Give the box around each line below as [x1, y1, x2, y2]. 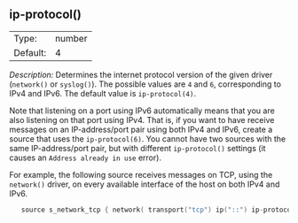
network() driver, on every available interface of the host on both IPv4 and [9, 179, 280, 189]
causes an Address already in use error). [9, 152, 162, 163]
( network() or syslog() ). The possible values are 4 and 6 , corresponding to [9, 79, 282, 89]
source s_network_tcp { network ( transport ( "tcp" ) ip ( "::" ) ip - [20, 205, 264, 214]
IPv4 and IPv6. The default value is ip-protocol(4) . [9, 88, 197, 98]
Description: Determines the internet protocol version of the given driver [9, 69, 273, 80]
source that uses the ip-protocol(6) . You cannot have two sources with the [9, 133, 286, 144]
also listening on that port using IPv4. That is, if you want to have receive [9, 114, 275, 125]
